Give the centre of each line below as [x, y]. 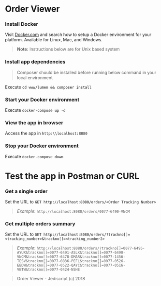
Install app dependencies [35, 62]
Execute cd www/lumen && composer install [48, 87]
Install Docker [22, 24]
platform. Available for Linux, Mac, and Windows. [54, 40]
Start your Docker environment [42, 100]
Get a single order [26, 191]
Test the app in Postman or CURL [72, 176]
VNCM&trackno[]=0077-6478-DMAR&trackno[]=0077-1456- [71, 257]
